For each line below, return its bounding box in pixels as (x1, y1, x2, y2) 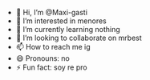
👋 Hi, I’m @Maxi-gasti (15, 8, 88, 17)
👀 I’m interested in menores (15, 16, 107, 26)
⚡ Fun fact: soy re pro (15, 62, 87, 72)
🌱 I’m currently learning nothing (15, 25, 120, 34)
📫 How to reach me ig (15, 42, 91, 51)
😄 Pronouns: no (15, 54, 70, 63)
